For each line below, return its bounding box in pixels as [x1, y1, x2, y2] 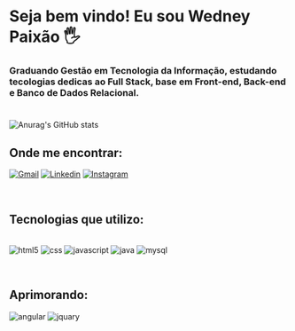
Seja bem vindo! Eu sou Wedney [9, 6, 251, 27]
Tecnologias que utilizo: [9, 211, 144, 227]
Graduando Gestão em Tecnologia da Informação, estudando [9, 65, 277, 77]
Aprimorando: [9, 288, 89, 303]
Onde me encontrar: [9, 145, 123, 161]
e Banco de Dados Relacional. [9, 87, 140, 99]
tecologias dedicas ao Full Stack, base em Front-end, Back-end [9, 75, 286, 88]
